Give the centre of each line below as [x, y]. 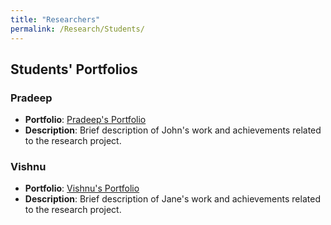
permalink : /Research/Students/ [77, 29]
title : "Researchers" [55, 19]
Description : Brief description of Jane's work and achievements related [172, 199]
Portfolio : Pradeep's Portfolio [85, 120]
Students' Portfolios [74, 69]
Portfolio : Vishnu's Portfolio [82, 188]
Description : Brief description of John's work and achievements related [173, 130]
